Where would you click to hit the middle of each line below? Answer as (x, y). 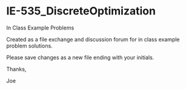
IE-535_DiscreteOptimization (81, 11)
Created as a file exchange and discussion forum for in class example (93, 39)
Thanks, (16, 69)
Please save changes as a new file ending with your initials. (80, 57)
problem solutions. (29, 46)
